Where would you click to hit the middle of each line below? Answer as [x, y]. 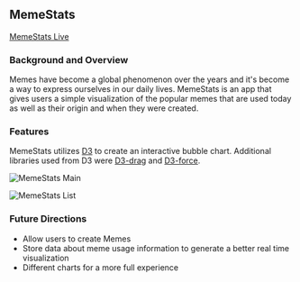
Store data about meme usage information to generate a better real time [156, 248]
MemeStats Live [39, 36]
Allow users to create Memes [77, 239]
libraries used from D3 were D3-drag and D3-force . [105, 160]
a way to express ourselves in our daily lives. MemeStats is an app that [141, 89]
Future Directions [48, 219]
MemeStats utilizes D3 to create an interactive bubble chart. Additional [141, 151]
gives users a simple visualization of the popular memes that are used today [150, 99]
